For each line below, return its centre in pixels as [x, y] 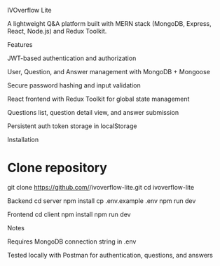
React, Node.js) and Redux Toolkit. [57, 31]
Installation [23, 140]
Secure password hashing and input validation [74, 85]
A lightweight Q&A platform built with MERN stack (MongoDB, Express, [109, 23]
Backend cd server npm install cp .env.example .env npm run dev [102, 201]
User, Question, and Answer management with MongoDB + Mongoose [109, 72]
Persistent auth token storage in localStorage [72, 126]
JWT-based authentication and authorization [72, 58]
